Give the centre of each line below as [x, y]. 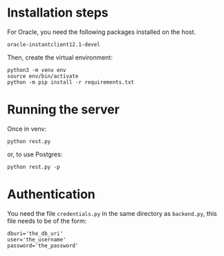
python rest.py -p [34, 167]
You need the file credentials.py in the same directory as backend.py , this [112, 213]
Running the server [63, 110]
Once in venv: [27, 129]
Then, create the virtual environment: [60, 57]
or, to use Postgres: [35, 154]
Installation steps [58, 13]
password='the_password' [43, 246]
